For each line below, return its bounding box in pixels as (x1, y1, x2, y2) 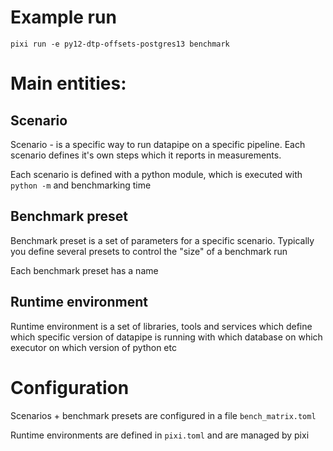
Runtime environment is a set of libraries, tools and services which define (10, 320, 313, 332)
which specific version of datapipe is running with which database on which (10, 331, 323, 343)
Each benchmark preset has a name (10, 264, 159, 276)
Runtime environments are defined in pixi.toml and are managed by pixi (10, 429, 310, 441)
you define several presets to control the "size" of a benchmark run (10, 245, 288, 257)
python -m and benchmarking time (10, 179, 152, 191)
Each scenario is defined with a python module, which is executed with (10, 168, 303, 180)
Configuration (10, 376, 130, 399)
